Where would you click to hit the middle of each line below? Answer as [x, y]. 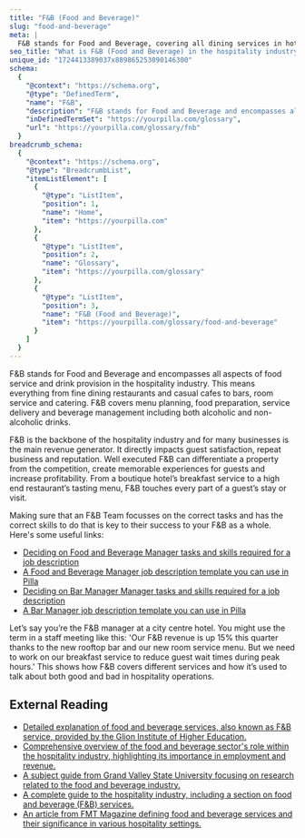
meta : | [24, 35]
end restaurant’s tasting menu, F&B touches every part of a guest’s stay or [148, 488]
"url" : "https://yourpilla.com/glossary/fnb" [113, 128]
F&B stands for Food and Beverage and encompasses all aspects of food [146, 373]
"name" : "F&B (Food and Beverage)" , [111, 314]
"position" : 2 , [71, 255]
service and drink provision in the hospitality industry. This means [133, 383]
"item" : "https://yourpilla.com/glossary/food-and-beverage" [160, 323]
